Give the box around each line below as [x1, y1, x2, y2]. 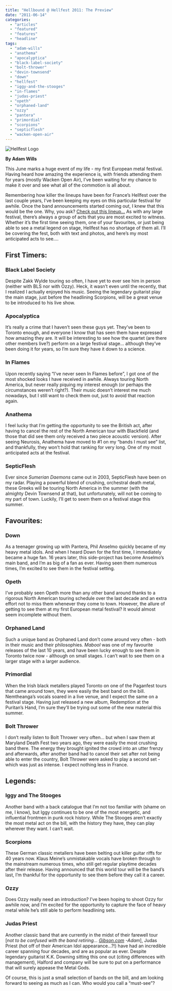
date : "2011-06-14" [5, 12, 47, 17]
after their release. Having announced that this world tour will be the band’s [5, 867, 165, 873]
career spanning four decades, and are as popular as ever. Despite [5, 948, 147, 954]
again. [5, 398, 19, 404]
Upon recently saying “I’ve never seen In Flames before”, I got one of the [5, 371, 159, 377]
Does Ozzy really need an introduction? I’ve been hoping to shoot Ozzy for [5, 896, 163, 903]
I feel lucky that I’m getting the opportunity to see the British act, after [5, 422, 152, 428]
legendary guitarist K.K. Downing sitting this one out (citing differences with [5, 953, 165, 960]
